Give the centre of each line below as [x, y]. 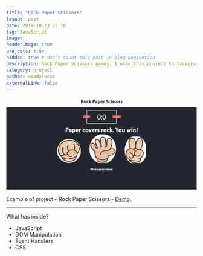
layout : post [23, 19]
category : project [29, 70]
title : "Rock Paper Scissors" [44, 13]
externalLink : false [32, 83]
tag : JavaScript [27, 32]
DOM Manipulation [38, 235]
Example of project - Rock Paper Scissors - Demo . [69, 199]
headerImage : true [29, 45]
